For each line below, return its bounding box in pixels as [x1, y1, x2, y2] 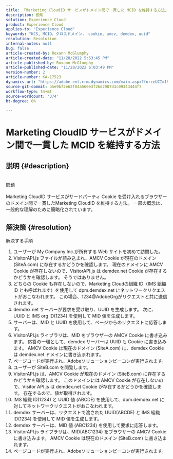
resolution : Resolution [6, 37, 57, 42]
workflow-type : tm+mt [6, 89, 52, 94]
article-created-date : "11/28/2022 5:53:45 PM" [6, 55, 110, 61]
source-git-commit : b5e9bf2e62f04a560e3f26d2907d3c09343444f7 [6, 84, 142, 89]
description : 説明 [6, 12, 44, 17]
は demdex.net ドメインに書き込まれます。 [13, 351, 104, 358]
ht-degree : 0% [6, 98, 36, 103]
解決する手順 [6, 238, 33, 244]
